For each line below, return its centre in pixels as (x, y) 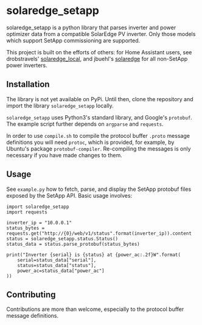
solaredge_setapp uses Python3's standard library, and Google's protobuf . (99, 117)
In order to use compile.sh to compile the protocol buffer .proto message (98, 135)
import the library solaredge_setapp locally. (60, 105)
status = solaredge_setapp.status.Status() (62, 238)
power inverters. (27, 65)
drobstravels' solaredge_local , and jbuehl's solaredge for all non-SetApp (97, 59)
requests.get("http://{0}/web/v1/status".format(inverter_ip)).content (99, 233)
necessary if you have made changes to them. (64, 155)
